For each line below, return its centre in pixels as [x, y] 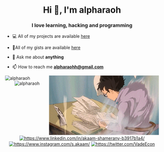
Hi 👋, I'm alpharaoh [82, 10]
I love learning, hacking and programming [82, 25]
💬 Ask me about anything [38, 57]
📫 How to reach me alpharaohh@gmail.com [58, 67]
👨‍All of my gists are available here [46, 48]
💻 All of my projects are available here [51, 36]
